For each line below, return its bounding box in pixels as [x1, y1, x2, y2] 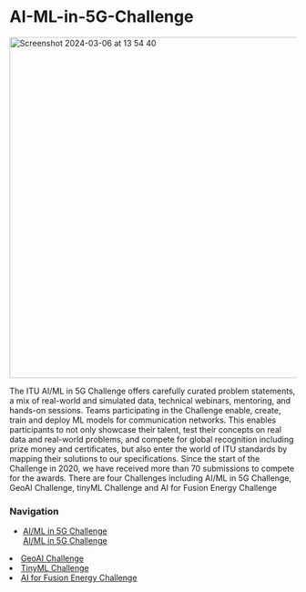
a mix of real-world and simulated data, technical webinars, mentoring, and [9, 394, 291, 406]
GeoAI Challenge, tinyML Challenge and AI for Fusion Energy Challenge [9, 482, 278, 493]
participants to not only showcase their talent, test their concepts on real [9, 424, 282, 434]
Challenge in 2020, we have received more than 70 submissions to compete [9, 463, 295, 474]
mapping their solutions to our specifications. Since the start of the [9, 453, 260, 464]
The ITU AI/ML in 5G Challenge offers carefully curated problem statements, [9, 385, 296, 396]
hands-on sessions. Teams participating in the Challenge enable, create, [9, 404, 281, 415]
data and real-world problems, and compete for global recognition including [9, 434, 294, 444]
